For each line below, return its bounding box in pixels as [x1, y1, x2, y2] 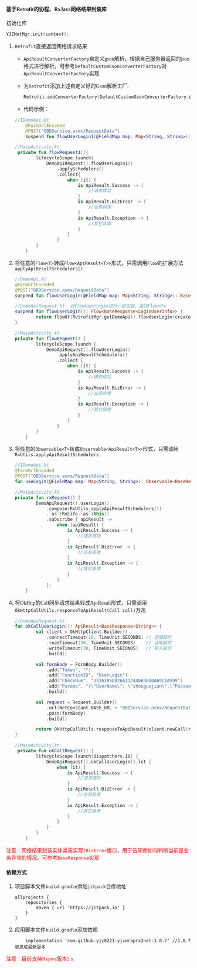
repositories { [25, 900, 63, 906]
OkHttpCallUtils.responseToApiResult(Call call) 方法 [14, 607, 147, 614]
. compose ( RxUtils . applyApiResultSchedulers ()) [46, 505, 162, 511]
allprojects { [14, 895, 49, 900]
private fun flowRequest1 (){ [17, 150, 89, 156]
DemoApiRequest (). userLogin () [36, 500, 110, 506]
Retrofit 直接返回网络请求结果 [14, 43, 88, 50]
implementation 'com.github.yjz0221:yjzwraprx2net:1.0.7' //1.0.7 [25, 938, 191, 944]
